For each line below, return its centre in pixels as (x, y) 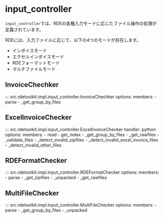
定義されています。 (24, 29)
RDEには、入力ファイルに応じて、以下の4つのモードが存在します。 (73, 40)
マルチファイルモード (34, 69)
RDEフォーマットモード (36, 63)
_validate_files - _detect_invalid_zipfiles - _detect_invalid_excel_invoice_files (82, 140)
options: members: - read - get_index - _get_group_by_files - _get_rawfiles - (82, 135)
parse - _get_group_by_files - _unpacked (46, 210)
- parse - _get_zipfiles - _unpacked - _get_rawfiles (56, 178)
